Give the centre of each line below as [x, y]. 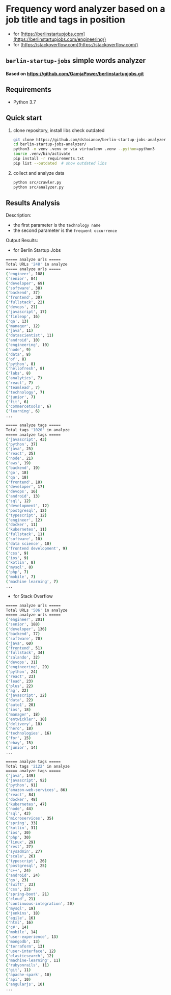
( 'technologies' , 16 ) [29, 734]
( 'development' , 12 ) [28, 506]
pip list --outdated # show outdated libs [60, 163]
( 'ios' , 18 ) [18, 710]
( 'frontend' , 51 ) [24, 648]
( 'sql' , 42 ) [18, 814]
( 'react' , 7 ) [20, 383]
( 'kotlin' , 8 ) [21, 563]
